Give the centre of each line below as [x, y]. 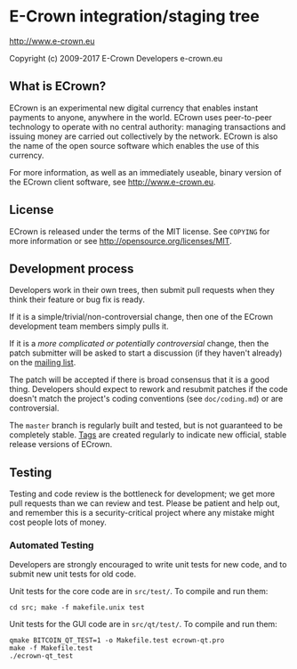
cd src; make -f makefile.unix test [77, 608]
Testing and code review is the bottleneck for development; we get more [142, 494]
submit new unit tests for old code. [73, 574]
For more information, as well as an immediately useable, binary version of [145, 172]
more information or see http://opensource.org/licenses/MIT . [121, 241]
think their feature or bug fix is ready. [77, 299]
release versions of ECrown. [61, 445]
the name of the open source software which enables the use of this [134, 145]
